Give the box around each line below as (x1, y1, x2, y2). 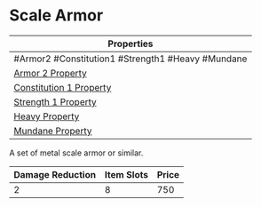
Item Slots (104, 168, 149, 180)
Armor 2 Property (13, 67, 87, 79)
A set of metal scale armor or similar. (9, 147, 144, 158)
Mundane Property (13, 124, 92, 137)
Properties (107, 37, 154, 50)
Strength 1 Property (13, 95, 98, 107)
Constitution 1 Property (13, 81, 112, 93)
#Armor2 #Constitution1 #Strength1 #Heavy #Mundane (13, 52, 248, 65)
